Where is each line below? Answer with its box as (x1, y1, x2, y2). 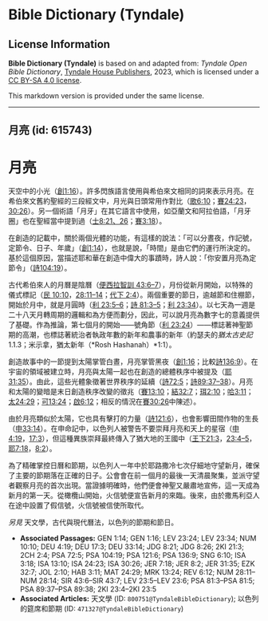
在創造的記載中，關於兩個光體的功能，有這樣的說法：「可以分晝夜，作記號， (8, 233, 257, 243)
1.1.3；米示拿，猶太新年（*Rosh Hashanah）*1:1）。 (8, 340, 176, 350)
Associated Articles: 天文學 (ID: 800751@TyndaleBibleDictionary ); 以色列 (19, 594, 259, 603)
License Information (8, 38, 110, 51)
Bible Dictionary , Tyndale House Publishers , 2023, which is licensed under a (8, 67, 259, 77)
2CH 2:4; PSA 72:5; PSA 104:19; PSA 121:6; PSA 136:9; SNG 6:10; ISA (19, 551, 246, 560)
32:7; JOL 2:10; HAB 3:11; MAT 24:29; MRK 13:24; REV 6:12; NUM (19, 568, 234, 577)
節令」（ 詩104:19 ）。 (8, 263, 72, 273)
